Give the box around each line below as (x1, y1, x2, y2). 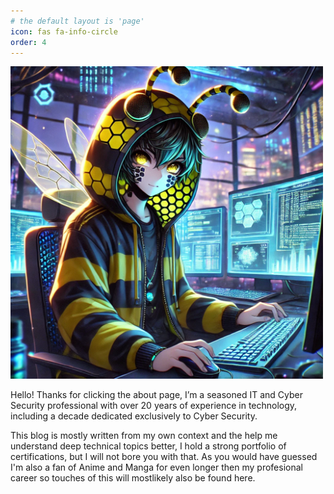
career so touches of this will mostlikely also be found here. (10, 472, 256, 484)
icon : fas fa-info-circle (10, 26, 118, 37)
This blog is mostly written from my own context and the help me (10, 430, 278, 442)
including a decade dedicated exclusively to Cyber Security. (10, 410, 258, 422)
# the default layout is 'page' (10, 16, 145, 26)
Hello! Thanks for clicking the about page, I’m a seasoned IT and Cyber (10, 389, 303, 401)
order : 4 (10, 37, 47, 47)
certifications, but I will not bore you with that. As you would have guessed (10, 451, 318, 463)
